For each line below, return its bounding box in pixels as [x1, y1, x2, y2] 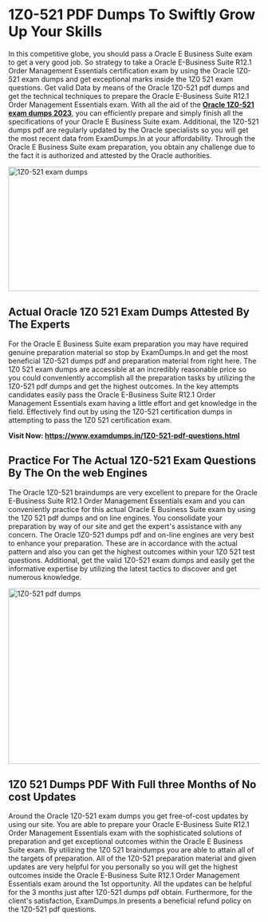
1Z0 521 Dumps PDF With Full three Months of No [8, 778, 257, 791]
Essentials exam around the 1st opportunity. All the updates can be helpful [8, 879, 252, 889]
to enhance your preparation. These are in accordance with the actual [8, 538, 238, 548]
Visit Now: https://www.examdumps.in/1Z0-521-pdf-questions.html [8, 431, 241, 440]
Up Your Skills [8, 22, 102, 41]
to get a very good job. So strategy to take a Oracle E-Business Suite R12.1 [8, 57, 252, 67]
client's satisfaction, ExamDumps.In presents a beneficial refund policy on [8, 896, 252, 906]
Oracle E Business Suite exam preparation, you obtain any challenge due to [8, 142, 255, 152]
